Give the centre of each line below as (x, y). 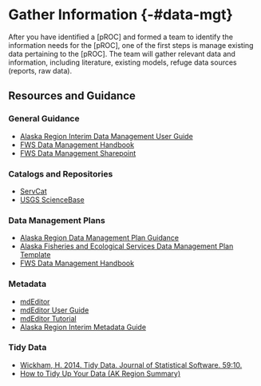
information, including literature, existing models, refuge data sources (123, 62)
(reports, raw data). (40, 70)
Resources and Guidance (72, 96)
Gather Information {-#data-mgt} (121, 15)
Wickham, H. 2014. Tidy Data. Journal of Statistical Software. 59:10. (131, 364)
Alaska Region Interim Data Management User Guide (106, 136)
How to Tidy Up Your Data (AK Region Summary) (100, 373)
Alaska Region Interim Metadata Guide (83, 327)
